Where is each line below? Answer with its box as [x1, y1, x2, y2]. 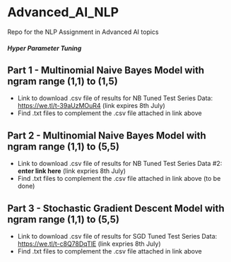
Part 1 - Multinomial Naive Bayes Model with [7, 64, 205, 76]
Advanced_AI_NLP [7, 4, 119, 20]
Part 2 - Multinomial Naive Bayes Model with [7, 129, 206, 141]
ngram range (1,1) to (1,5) [7, 75, 118, 87]
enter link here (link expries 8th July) [17, 167, 126, 175]
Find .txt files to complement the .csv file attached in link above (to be [17, 174, 221, 183]
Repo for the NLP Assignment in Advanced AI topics [7, 28, 159, 36]
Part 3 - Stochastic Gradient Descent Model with [7, 202, 225, 214]
